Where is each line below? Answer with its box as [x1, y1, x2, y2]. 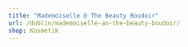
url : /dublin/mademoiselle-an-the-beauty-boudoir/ [8, 19, 181, 27]
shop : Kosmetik [8, 26, 59, 34]
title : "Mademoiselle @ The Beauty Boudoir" [8, 11, 159, 20]
